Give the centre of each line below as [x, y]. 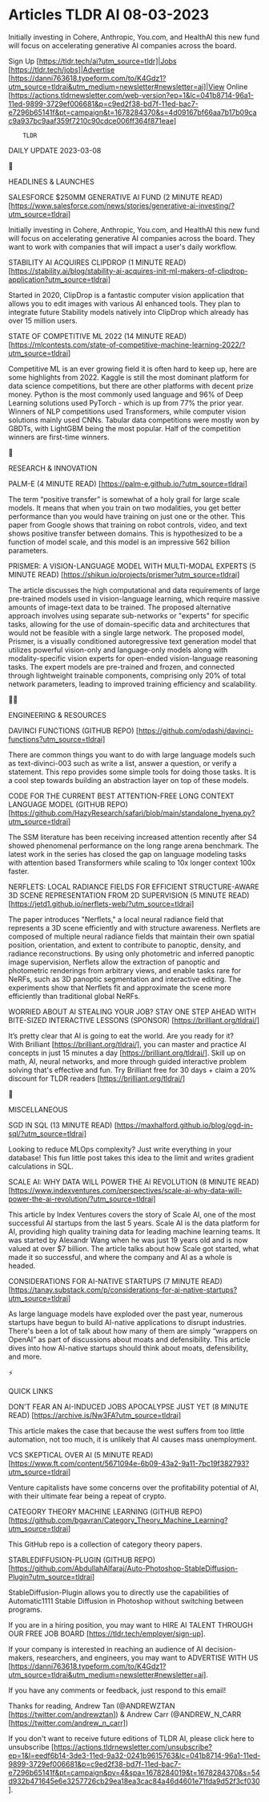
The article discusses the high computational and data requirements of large [134, 590]
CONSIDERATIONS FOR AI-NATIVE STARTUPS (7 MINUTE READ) [115, 1281]
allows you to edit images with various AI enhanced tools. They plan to [124, 304]
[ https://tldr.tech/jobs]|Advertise [62, 69]
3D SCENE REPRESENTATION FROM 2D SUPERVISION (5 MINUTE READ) [129, 895]
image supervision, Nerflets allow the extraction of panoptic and [114, 962]
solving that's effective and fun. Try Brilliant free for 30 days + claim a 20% [132, 1070]
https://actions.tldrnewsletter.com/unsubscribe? [133, 1747]
